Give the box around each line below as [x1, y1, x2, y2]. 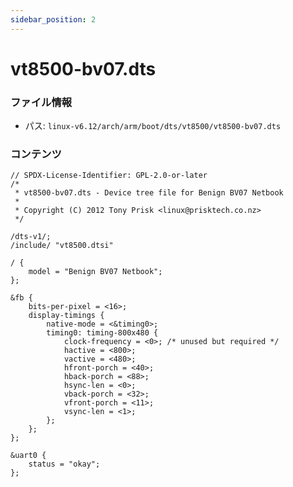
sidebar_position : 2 [10, 14, 97, 25]
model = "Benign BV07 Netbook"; [28, 267, 163, 277]
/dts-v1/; [10, 232, 52, 242]
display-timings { [28, 311, 105, 321]
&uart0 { [10, 451, 47, 461]
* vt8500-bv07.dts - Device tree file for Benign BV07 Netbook [14, 188, 284, 198]
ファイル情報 [10, 95, 73, 109]
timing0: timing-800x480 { [46, 328, 159, 338]
